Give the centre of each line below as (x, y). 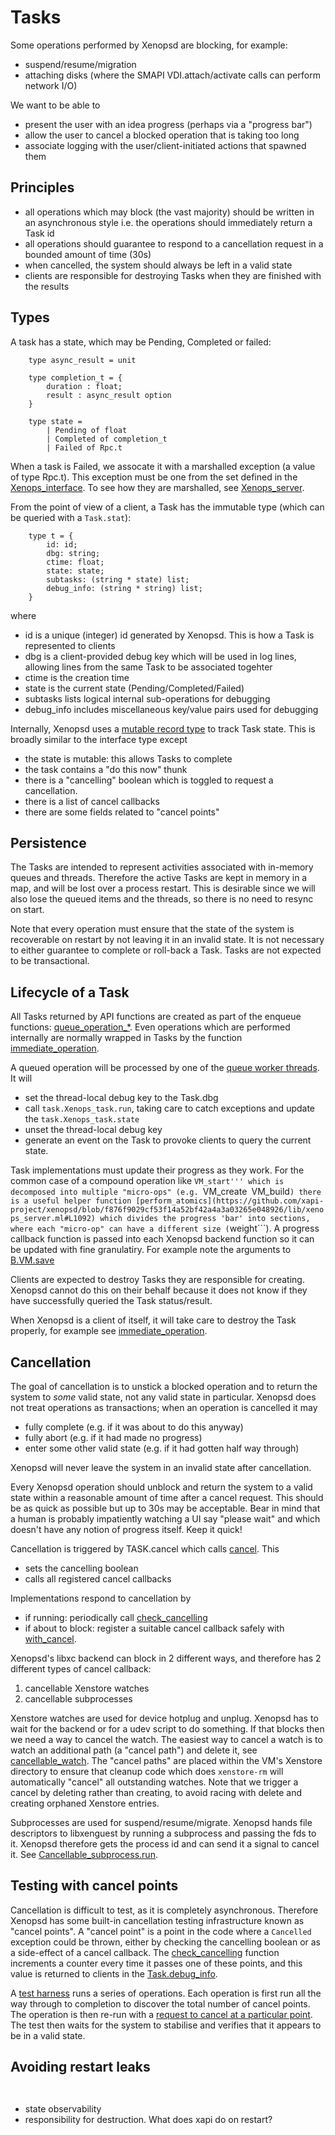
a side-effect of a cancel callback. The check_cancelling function (145, 1952)
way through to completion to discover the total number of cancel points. (160, 2003)
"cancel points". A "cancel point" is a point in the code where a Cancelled (161, 1931)
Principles (42, 187)
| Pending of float (87, 430)
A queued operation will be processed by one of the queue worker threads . (165, 1068)
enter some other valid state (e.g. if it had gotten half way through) (162, 1448)
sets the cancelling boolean (81, 1568)
